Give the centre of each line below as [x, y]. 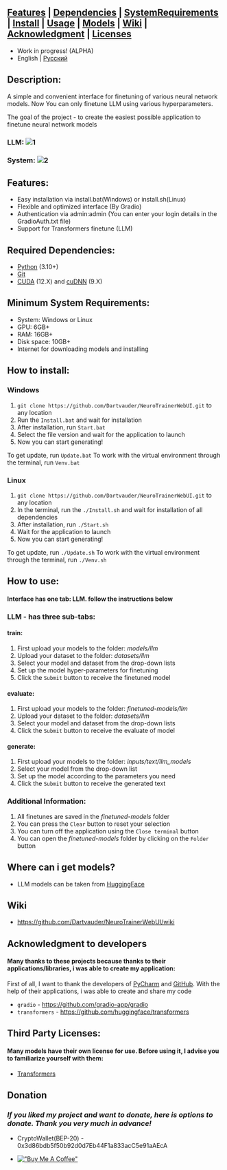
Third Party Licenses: [54, 1033]
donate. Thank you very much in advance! [80, 1123]
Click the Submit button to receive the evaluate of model [96, 731]
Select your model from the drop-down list [77, 769]
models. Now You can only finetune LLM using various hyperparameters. [110, 103]
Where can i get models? [61, 868]
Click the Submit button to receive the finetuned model [94, 678]
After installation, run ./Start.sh [63, 524]
